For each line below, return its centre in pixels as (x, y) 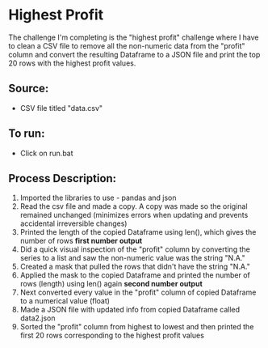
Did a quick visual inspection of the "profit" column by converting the (135, 249)
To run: (27, 134)
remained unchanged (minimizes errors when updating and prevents (134, 215)
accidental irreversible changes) (73, 223)
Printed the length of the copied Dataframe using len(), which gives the (138, 232)
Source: (29, 89)
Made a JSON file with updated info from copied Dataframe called (130, 310)
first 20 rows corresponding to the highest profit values (112, 335)
